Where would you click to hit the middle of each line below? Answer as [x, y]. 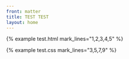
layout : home [22, 22]
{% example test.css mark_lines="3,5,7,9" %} [62, 50]
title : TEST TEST [28, 17]
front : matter [24, 11]
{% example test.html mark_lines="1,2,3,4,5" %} [65, 39]
